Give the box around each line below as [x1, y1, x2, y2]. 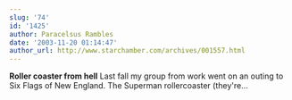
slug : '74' [9, 12, 50, 22]
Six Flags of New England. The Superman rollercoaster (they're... [9, 80, 248, 91]
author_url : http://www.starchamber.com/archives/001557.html [9, 46, 246, 55]
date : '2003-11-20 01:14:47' [9, 37, 118, 47]
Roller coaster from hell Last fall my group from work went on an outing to [9, 71, 284, 81]
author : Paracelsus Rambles [9, 29, 114, 38]
